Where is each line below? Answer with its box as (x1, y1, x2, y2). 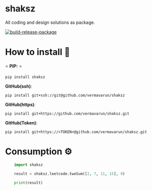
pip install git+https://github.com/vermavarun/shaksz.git (5, 111, 130, 116)
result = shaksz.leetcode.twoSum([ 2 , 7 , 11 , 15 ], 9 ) (14, 171, 125, 176)
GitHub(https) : (5, 101, 36, 107)
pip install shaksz (5, 74, 46, 79)
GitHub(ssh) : (5, 83, 32, 89)
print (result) (14, 180, 43, 185)
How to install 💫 (5, 47, 70, 58)
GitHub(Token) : (5, 120, 38, 126)
